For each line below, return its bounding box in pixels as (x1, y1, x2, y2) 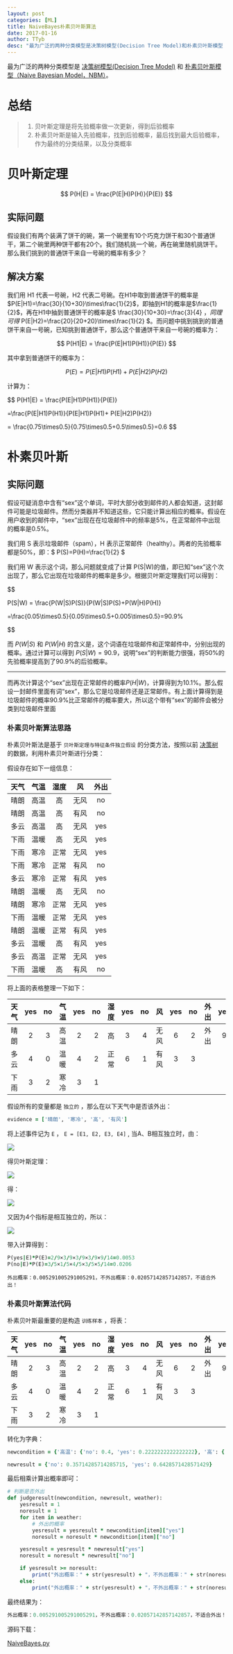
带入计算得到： (7, 1240, 50, 1249)
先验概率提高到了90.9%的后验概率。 (7, 657, 112, 665)
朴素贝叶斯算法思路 (7, 723, 71, 733)
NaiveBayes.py (7, 1639, 50, 1647)
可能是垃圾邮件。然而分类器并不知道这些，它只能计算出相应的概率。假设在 (12, 507, 226, 515)
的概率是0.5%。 (7, 525, 53, 533)
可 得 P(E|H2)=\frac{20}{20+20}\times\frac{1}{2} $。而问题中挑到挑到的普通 (7, 316, 223, 325)
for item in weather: (19, 1514, 82, 1521)
